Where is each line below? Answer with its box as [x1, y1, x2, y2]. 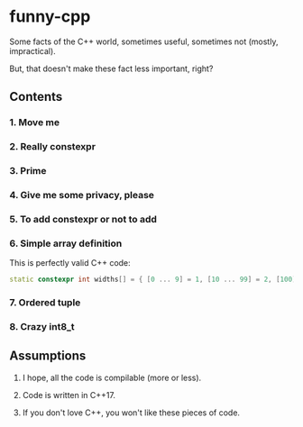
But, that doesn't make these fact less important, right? [9, 63, 214, 74]
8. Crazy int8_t [9, 320, 75, 332]
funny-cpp [9, 6, 91, 27]
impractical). [9, 45, 56, 56]
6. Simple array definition [9, 237, 123, 250]
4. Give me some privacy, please [9, 189, 155, 202]
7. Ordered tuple [9, 296, 81, 309]
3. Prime [9, 165, 47, 177]
